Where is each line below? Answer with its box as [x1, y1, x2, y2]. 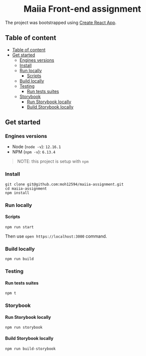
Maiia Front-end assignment [24, 3, 141, 15]
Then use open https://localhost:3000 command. [5, 233, 107, 239]
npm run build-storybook [5, 346, 56, 351]
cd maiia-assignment [5, 186, 48, 191]
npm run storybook [5, 325, 43, 330]
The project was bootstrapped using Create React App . [5, 20, 117, 25]
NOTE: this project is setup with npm [17, 158, 89, 164]
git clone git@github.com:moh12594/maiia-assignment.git [5, 182, 124, 187]
